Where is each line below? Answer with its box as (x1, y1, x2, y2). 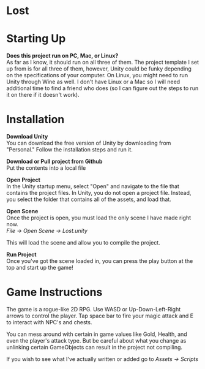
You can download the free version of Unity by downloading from (6, 139, 171, 147)
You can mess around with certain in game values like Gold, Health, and (6, 330, 188, 338)
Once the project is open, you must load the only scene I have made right (6, 214, 192, 221)
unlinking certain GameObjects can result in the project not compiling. (6, 344, 182, 351)
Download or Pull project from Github (6, 158, 103, 165)
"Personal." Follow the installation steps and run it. (6, 146, 133, 153)
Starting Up (6, 32, 66, 46)
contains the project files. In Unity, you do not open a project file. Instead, (6, 189, 192, 197)
